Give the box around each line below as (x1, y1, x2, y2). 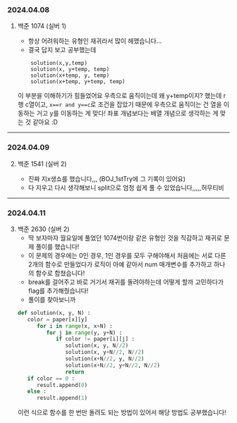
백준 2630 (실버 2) (17, 224, 70, 233)
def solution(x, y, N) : (17, 309, 91, 317)
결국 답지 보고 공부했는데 (28, 46, 97, 54)
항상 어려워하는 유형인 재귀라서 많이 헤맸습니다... (28, 37, 162, 45)
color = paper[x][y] (27, 316, 88, 323)
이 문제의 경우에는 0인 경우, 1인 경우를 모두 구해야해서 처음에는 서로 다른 (28, 251, 226, 259)
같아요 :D (32, 118, 59, 126)
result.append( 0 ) (36, 381, 88, 388)
